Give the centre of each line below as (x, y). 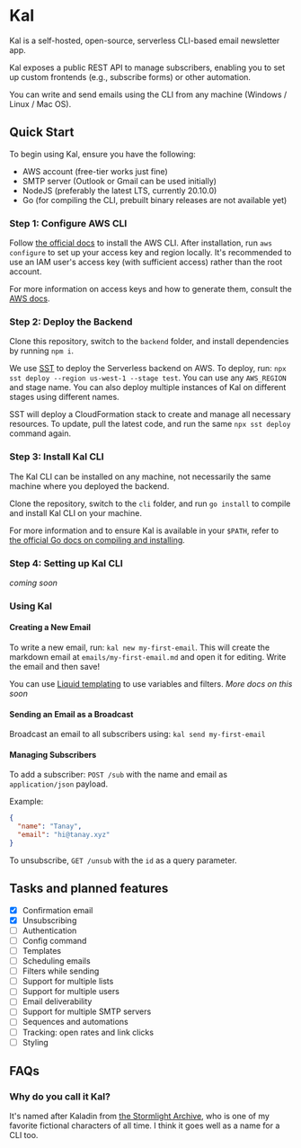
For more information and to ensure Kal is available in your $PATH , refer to (144, 530)
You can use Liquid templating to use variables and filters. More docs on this (151, 684)
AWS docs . (30, 298)
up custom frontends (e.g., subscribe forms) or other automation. (130, 76)
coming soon (34, 583)
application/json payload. (59, 784)
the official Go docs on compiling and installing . (97, 539)
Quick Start (42, 133)
